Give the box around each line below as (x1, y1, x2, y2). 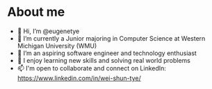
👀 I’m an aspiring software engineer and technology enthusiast (17, 49, 197, 57)
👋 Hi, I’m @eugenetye (17, 27, 80, 35)
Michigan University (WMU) (17, 41, 97, 50)
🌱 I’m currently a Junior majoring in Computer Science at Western (17, 34, 206, 42)
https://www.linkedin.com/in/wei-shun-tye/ (17, 74, 141, 82)
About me (7, 4, 65, 20)
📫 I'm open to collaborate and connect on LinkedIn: (17, 63, 167, 72)
